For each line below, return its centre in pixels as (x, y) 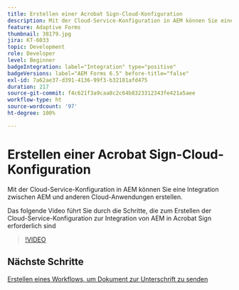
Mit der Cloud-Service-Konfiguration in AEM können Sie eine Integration (113, 189)
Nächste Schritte (46, 262)
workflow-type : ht (34, 100)
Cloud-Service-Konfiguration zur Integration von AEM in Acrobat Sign (110, 218)
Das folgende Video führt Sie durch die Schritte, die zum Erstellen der (110, 210)
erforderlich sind (32, 225)
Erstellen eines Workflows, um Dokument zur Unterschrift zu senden (108, 279)
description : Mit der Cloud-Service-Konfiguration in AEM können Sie (113, 21)
